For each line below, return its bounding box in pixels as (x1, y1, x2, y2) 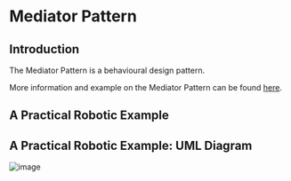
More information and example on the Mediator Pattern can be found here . (9, 83, 283, 92)
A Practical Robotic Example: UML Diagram (9, 138, 253, 153)
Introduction (9, 42, 80, 57)
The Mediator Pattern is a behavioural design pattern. (9, 65, 206, 75)
